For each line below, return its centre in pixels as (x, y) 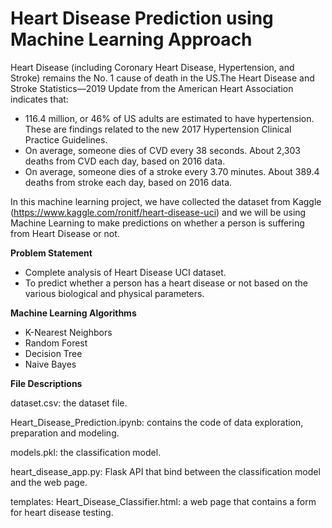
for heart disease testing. (62, 512)
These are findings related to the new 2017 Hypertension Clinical (158, 129)
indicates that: (39, 99)
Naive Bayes (50, 364)
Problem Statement (51, 253)
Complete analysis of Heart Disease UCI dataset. (125, 272)
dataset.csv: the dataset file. (69, 403)
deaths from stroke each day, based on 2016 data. (128, 182)
